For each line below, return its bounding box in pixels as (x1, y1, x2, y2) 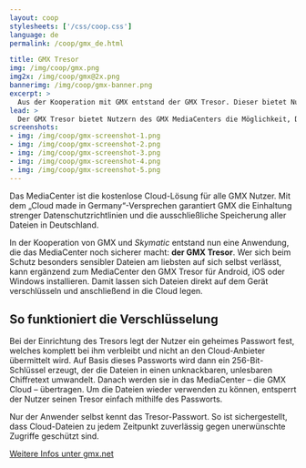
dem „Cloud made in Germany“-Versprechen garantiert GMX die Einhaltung (9, 199, 292, 210)
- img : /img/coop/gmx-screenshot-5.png (9, 165, 161, 174)
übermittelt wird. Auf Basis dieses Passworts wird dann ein (9, 355, 230, 366)
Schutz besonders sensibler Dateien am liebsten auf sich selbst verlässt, (9, 256, 282, 267)
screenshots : (9, 123, 59, 132)
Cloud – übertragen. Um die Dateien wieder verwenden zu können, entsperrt (9, 384, 297, 395)
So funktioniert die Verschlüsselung (9, 311, 219, 327)
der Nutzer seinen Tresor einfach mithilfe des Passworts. (9, 393, 223, 405)
